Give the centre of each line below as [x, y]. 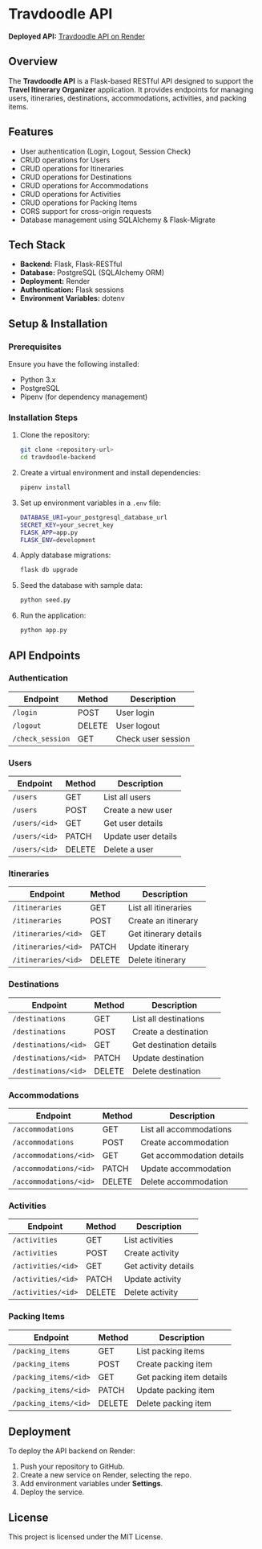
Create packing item [174, 1364]
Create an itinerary [163, 921]
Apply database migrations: [65, 555]
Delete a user [129, 849]
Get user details [133, 824]
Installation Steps [43, 417]
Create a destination [170, 1032]
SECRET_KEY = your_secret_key [67, 525]
